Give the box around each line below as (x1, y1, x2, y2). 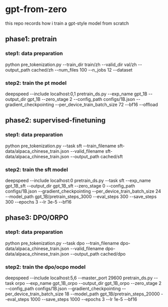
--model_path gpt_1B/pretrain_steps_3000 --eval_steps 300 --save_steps (5, 193, 157, 200)
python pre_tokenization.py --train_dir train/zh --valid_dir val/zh (5, 62, 137, 68)
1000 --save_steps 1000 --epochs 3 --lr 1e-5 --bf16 (30, 296, 137, 302)
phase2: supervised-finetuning (5, 116, 106, 125)
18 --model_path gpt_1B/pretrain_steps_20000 (64, 291, 160, 297)
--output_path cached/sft (70, 153, 123, 159)
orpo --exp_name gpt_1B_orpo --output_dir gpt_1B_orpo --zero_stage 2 (15, 280, 162, 286)
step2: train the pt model (5, 79, 67, 86)
